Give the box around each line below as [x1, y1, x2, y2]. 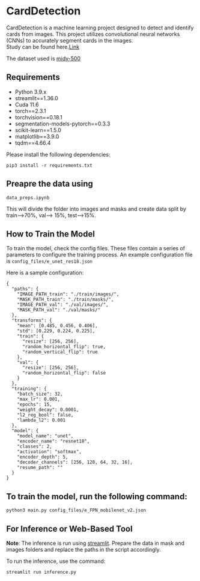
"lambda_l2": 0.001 [17, 417, 66, 424]
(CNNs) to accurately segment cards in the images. [6, 37, 133, 44]
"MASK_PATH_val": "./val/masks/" [17, 307, 101, 313]
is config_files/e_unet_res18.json [6, 257, 93, 265]
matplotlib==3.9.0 [14, 133, 59, 140]
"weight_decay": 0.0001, [17, 407, 79, 413]
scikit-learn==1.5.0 [14, 126, 62, 133]
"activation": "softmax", [17, 449, 82, 455]
